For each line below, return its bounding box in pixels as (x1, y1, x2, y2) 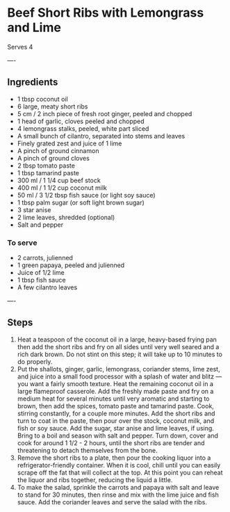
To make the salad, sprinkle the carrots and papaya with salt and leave (17, 483, 220, 491)
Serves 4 (7, 42, 33, 51)
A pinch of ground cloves (17, 154, 90, 162)
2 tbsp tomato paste (17, 161, 75, 170)
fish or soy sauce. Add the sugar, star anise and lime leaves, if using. (17, 424, 214, 432)
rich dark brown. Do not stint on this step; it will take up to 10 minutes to (17, 350, 222, 358)
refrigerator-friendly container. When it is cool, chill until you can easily (17, 461, 221, 469)
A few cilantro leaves (17, 283, 78, 291)
